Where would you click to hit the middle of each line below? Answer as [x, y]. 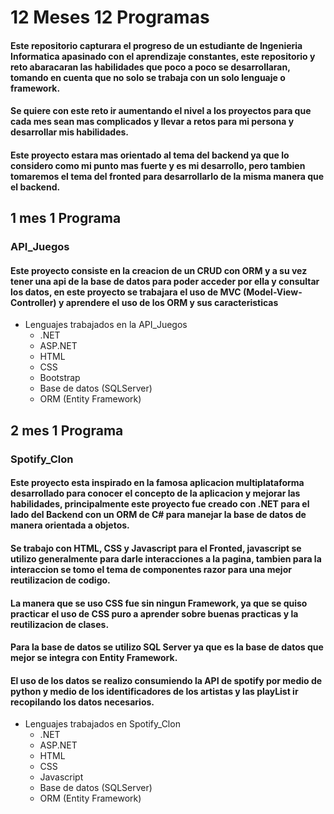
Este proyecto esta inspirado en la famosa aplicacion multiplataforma [157, 483]
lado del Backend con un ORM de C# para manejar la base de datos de [158, 515]
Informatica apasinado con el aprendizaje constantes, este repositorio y [163, 56]
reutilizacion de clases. [60, 624]
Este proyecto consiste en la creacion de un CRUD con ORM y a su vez [159, 270]
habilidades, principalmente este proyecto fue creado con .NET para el [160, 504]
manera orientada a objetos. [70, 525]
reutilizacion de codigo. [60, 580]
